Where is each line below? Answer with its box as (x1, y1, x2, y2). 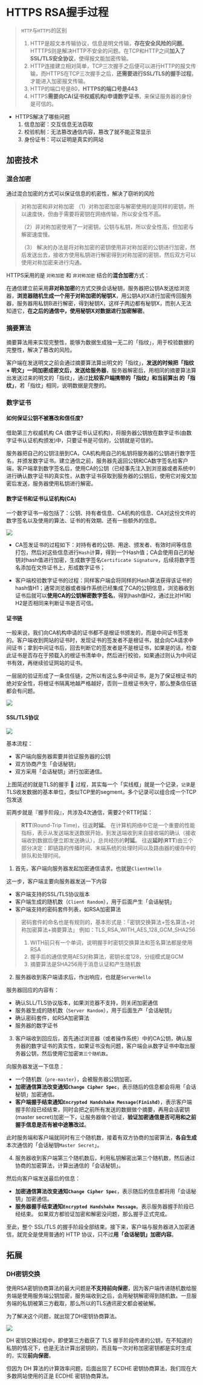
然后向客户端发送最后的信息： (6, 1174, 80, 1182)
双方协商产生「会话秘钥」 (14, 760, 79, 767)
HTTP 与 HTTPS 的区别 (21, 27, 68, 34)
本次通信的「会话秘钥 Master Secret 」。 (6, 1141, 103, 1148)
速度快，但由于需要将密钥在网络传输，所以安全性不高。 (26, 210, 164, 217)
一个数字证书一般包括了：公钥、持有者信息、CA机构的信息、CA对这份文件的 (6, 509, 196, 517)
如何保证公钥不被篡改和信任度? (6, 414, 83, 421)
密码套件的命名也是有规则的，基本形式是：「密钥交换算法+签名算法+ (21, 918, 190, 925)
